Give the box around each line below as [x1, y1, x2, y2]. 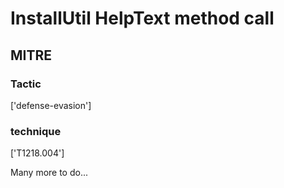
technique [10, 124, 62, 138]
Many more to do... [10, 167, 89, 179]
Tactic [10, 77, 42, 91]
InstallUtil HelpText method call [10, 7, 275, 30]
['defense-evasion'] [10, 99, 92, 111]
